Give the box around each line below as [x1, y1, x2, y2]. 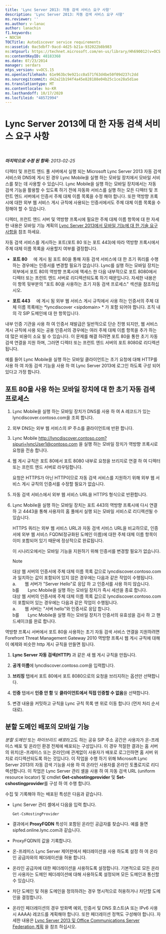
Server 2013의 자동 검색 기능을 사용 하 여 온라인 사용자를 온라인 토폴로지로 [5, 762, 150, 768]
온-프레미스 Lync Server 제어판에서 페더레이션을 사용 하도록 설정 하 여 [12, 848, 149, 854]
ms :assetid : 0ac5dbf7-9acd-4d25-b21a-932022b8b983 [5, 44, 112, 49]
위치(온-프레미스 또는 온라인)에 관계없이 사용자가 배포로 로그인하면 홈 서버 [10, 749, 154, 755]
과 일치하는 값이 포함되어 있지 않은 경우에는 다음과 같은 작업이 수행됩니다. [12, 575, 154, 580]
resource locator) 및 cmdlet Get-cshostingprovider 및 [5, 774, 115, 780]
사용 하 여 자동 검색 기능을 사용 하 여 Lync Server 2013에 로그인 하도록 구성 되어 [5, 363, 161, 369]
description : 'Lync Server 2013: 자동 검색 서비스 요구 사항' [5, 12, 125, 17]
